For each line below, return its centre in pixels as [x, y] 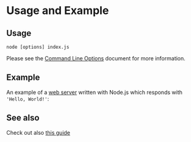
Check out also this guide [38, 132]
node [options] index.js [38, 47]
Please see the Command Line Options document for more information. [96, 58]
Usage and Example [58, 11]
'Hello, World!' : [28, 99]
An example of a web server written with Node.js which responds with [95, 92]
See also [23, 118]
